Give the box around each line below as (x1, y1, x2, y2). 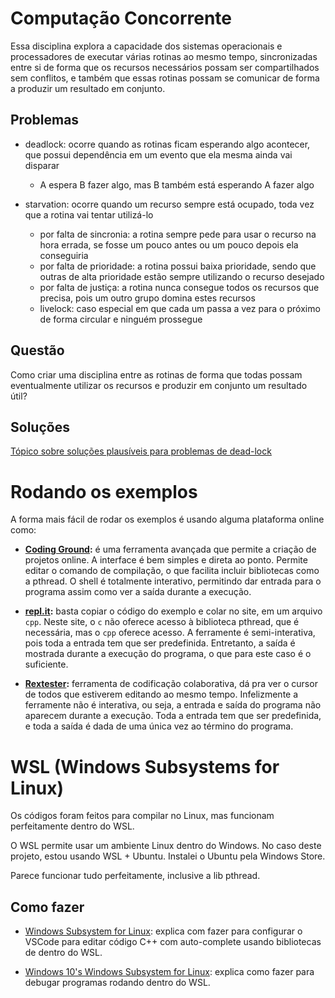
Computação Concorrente (10, 7, 233, 30)
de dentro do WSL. (24, 947, 103, 959)
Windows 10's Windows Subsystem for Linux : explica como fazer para (24, 966, 315, 978)
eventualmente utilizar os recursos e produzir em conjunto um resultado (10, 379, 308, 391)
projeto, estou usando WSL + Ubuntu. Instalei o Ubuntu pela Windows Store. (10, 850, 326, 862)
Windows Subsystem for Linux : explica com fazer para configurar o (24, 925, 303, 937)
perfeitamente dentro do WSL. (10, 820, 135, 832)
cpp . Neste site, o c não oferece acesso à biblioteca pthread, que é (24, 616, 300, 628)
